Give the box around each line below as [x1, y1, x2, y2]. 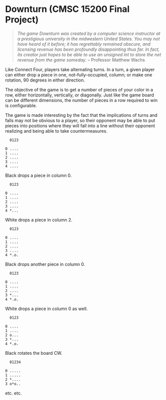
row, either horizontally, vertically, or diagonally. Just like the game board [5, 92, 155, 98]
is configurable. [5, 102, 37, 108]
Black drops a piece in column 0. [5, 172, 72, 178]
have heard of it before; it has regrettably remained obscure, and [17, 41, 151, 47]
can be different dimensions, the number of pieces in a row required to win [5, 97, 158, 103]
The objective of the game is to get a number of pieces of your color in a [5, 86, 154, 92]
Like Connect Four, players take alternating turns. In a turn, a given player [5, 66, 155, 73]
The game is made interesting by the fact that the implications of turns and [5, 112, 158, 118]
